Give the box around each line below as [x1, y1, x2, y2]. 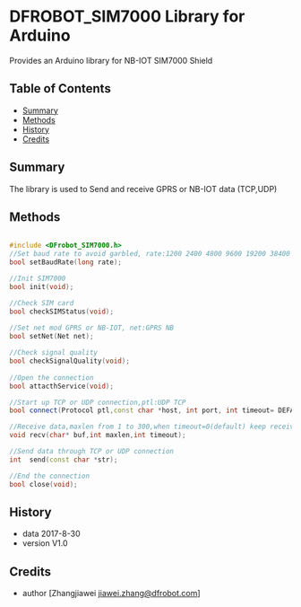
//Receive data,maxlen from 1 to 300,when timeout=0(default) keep [9, 422, 267, 432]
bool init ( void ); [9, 282, 74, 291]
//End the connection [9, 471, 90, 480]
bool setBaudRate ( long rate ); [9, 258, 123, 267]
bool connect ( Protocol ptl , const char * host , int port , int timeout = [9, 406, 275, 415]
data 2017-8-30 [21, 528, 81, 540]
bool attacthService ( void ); [9, 382, 115, 391]
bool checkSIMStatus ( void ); [9, 307, 115, 316]
